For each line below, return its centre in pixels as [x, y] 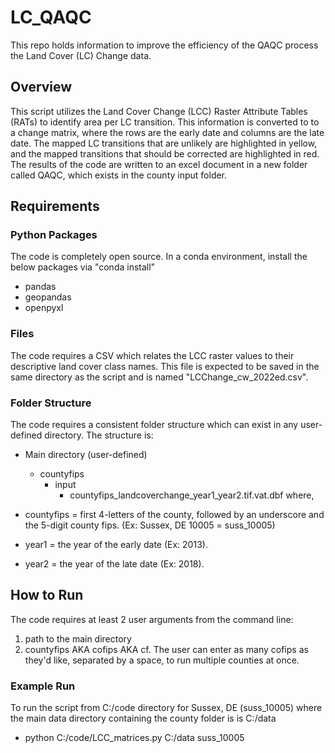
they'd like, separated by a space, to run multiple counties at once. [162, 660]
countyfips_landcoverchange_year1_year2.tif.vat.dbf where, [192, 495]
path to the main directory [78, 638]
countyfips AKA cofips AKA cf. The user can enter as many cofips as [166, 649]
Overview [41, 87]
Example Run [43, 686]
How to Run [47, 595]
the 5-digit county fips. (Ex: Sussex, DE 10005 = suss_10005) [150, 525]
